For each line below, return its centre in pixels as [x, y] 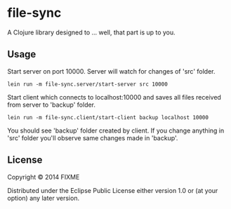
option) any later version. [43, 198]
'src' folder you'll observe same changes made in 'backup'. [93, 137]
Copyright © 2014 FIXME [44, 177]
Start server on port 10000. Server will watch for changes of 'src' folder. [111, 71]
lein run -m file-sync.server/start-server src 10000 [88, 84]
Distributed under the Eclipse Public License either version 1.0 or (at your [113, 190]
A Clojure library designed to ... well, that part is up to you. [91, 32]
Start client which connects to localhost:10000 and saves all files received [114, 97]
